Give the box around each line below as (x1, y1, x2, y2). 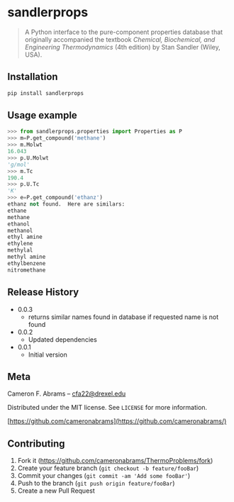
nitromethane (7, 267, 46, 274)
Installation (7, 71, 58, 83)
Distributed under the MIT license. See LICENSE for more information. (7, 403, 208, 412)
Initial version (28, 350, 67, 359)
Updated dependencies (28, 335, 97, 344)
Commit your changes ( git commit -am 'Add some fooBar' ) (17, 472, 191, 480)
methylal (7, 247, 33, 254)
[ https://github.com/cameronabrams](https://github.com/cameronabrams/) (7, 417, 227, 425)
